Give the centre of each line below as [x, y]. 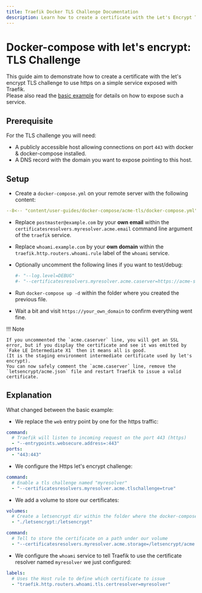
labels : [16, 573]
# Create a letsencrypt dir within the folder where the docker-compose [105, 517]
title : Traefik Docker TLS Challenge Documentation [72, 12]
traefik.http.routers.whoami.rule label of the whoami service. [92, 253]
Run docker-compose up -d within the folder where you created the [97, 293]
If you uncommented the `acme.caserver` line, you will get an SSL [93, 340]
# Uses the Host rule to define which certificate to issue [88, 579]
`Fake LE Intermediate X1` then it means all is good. [76, 350]
